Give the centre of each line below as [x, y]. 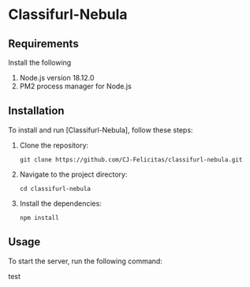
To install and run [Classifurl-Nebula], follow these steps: [101, 130]
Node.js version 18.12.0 [57, 78]
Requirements [43, 44]
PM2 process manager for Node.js [75, 86]
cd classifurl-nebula [55, 188]
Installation [36, 111]
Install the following [40, 62]
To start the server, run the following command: [86, 261]
